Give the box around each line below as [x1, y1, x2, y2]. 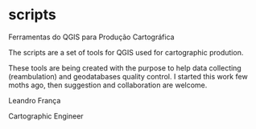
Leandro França [8, 95, 61, 105]
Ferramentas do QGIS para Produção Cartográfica [8, 32, 175, 42]
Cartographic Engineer [8, 111, 84, 121]
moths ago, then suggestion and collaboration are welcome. [8, 80, 208, 90]
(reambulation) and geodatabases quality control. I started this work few [8, 71, 248, 81]
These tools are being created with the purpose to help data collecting [8, 62, 242, 73]
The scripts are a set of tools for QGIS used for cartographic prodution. [8, 47, 244, 57]
